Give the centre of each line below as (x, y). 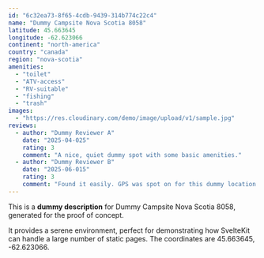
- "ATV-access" (40, 81)
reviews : (23, 125)
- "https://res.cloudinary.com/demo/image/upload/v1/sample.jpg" (125, 118)
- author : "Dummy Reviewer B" (65, 163)
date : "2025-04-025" (56, 140)
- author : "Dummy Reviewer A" (65, 133)
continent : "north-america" (55, 45)
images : (21, 111)
